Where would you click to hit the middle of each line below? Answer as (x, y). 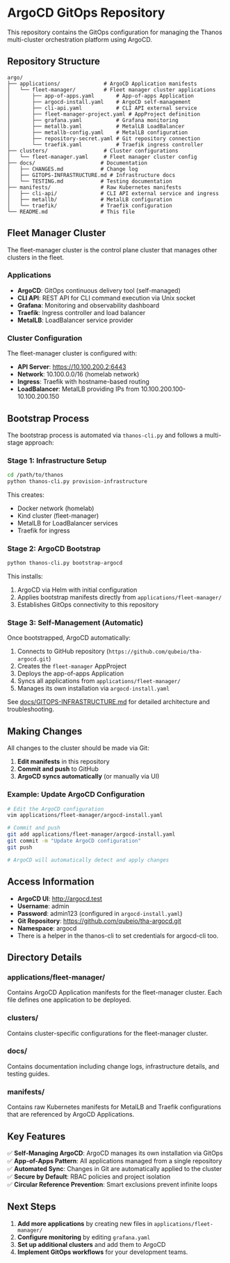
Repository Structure (54, 62)
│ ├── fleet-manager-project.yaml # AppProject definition (104, 114)
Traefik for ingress (44, 530)
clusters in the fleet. (36, 257)
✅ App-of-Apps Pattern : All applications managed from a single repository (115, 1161)
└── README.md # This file (71, 212)
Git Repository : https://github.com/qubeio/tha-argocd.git (99, 921)
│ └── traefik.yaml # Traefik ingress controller (105, 144)
